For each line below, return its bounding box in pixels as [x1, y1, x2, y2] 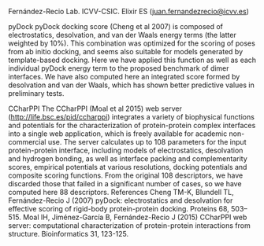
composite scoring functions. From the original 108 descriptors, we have [8, 171, 244, 180]
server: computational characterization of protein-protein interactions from [8, 221, 251, 230]
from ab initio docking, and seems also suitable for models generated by [8, 47, 244, 56]
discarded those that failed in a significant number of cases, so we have [8, 179, 242, 188]
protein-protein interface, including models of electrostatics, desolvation [8, 145, 244, 155]
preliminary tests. [8, 89, 65, 97]
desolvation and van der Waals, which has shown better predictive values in [8, 80, 255, 90]
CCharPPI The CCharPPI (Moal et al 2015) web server [8, 104, 183, 113]
